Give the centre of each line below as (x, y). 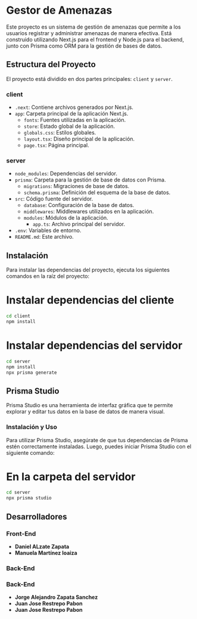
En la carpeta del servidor (71, 476)
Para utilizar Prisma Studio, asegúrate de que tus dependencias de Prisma (97, 440)
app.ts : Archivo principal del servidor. (79, 224)
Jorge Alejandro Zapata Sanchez (56, 597)
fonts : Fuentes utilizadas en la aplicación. (75, 120)
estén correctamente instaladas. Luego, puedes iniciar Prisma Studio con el (99, 446)
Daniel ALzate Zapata (42, 546)
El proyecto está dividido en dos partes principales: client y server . (89, 79)
